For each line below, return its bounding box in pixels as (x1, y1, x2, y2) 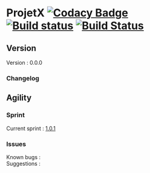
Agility (6, 93, 32, 103)
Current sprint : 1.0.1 (6, 125, 56, 132)
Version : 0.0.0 (6, 59, 42, 66)
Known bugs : (6, 153, 41, 160)
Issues (6, 140, 27, 148)
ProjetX (6, 6, 45, 20)
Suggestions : (6, 160, 41, 167)
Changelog (6, 74, 39, 82)
